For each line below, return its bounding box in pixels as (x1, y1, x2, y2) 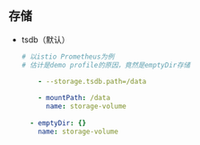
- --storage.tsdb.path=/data (38, 77, 147, 86)
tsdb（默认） (21, 34, 70, 45)
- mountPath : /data (38, 94, 111, 103)
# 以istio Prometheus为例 (21, 52, 115, 61)
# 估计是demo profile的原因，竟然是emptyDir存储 (21, 60, 190, 69)
